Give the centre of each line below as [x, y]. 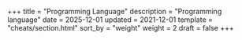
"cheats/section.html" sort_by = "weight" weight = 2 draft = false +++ [121, 28]
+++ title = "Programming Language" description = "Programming [115, 11]
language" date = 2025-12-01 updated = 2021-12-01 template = [110, 20]
